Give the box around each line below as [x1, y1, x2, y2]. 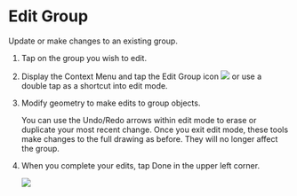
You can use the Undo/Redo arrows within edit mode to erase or [20, 114, 257, 125]
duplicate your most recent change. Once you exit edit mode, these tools [20, 124, 289, 135]
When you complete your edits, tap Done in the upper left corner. [20, 160, 260, 170]
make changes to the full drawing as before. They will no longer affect [20, 133, 278, 144]
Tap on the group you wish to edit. [20, 52, 148, 63]
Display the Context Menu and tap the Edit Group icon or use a [20, 71, 262, 82]
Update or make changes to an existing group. [8, 35, 179, 46]
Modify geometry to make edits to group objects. [20, 98, 201, 108]
